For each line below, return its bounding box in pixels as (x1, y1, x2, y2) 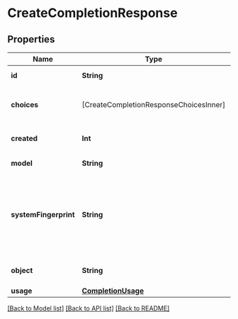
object (11, 266, 33, 275)
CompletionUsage (81, 286, 144, 296)
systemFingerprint (11, 210, 76, 219)
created (11, 133, 38, 143)
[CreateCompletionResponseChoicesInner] (81, 100, 225, 109)
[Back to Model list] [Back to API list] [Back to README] (7, 304, 170, 313)
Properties (7, 33, 55, 45)
